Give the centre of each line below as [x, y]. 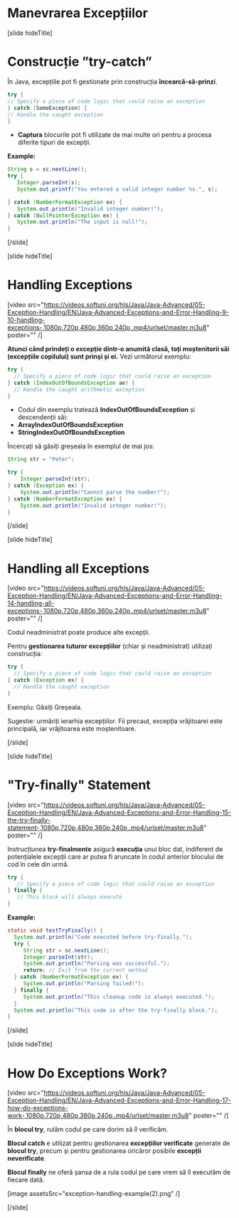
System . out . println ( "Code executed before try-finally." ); [103, 937]
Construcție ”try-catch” [80, 62]
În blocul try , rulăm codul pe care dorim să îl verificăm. [88, 1129]
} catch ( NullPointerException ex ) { [63, 216]
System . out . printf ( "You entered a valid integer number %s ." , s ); [117, 189]
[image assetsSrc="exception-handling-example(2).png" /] [94, 1194]
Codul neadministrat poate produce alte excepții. [79, 633]
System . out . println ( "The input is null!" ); [82, 222]
